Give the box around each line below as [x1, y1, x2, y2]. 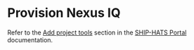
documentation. [7, 35, 53, 44]
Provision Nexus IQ [7, 5, 121, 21]
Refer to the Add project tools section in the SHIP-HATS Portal [7, 28, 187, 37]
